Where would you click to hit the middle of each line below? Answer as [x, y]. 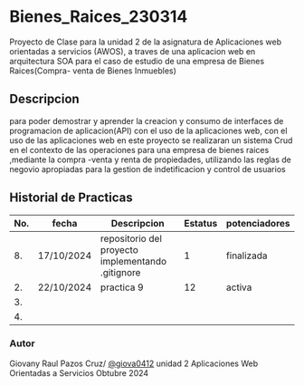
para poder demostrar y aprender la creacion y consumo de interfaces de [147, 121]
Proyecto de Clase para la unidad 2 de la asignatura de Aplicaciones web [146, 42]
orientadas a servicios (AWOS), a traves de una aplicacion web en [133, 51]
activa [239, 287]
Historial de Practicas [71, 198]
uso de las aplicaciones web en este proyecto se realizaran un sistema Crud [151, 140]
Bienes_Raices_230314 [99, 17]
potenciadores [258, 223]
